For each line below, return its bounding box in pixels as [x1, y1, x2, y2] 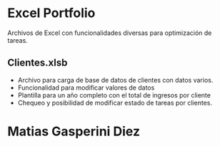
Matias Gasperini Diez [7, 123, 141, 140]
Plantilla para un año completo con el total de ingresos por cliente [17, 90, 211, 99]
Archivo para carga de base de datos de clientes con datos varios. [17, 75, 214, 84]
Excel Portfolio [7, 5, 96, 21]
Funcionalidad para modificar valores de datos [17, 83, 155, 92]
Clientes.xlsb [7, 57, 68, 69]
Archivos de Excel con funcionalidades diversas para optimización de [7, 28, 212, 37]
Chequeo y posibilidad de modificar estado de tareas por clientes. [17, 98, 213, 107]
